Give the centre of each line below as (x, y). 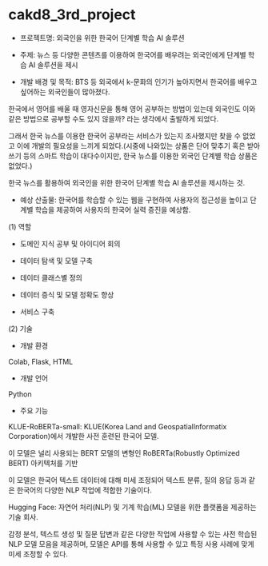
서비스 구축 (37, 311)
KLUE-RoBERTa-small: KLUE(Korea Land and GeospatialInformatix (118, 426)
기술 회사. (23, 516)
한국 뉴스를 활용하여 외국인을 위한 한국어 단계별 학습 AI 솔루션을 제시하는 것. (127, 182)
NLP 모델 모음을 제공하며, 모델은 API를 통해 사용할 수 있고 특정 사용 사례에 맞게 (131, 544)
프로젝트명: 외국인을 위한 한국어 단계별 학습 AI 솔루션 (102, 38)
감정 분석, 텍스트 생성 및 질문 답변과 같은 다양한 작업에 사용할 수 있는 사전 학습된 (133, 534)
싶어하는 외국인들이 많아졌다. (65, 92)
